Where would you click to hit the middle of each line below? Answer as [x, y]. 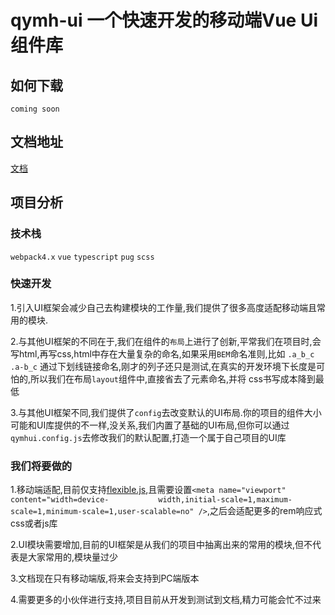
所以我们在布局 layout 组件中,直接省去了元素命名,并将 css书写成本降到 [173, 378]
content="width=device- [60, 500]
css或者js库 [34, 523]
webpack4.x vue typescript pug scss [82, 257]
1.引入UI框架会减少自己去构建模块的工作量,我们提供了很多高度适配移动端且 [163, 307]
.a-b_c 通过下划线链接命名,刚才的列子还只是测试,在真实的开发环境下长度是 [163, 366]
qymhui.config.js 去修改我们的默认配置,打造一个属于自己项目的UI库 [148, 437]
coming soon [35, 109]
